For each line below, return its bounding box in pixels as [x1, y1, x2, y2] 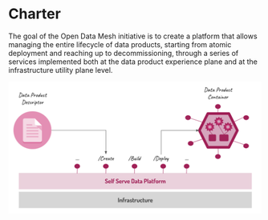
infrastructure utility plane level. [8, 65, 113, 74]
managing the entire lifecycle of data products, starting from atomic [8, 39, 232, 49]
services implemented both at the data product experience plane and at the [8, 57, 258, 66]
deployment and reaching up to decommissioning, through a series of [8, 48, 239, 58]
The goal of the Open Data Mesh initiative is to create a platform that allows [8, 31, 258, 41]
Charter [8, 5, 62, 23]
